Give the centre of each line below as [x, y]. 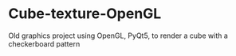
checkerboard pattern [44, 43]
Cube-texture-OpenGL [85, 14]
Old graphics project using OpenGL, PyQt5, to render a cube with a [118, 35]
